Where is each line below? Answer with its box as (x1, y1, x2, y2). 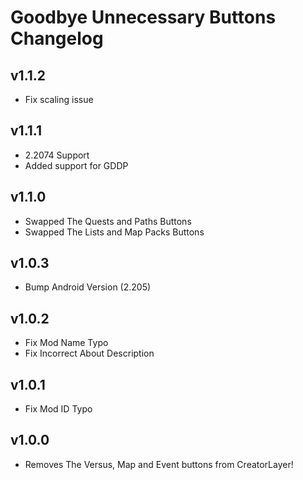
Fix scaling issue (24, 94, 94, 105)
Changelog (10, 27, 104, 50)
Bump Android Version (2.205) (24, 281, 152, 293)
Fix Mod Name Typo (24, 337, 109, 349)
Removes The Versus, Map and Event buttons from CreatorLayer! (24, 458, 294, 470)
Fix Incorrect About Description (24, 347, 155, 360)
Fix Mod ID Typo (24, 403, 93, 415)
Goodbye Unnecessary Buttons (10, 6, 277, 29)
